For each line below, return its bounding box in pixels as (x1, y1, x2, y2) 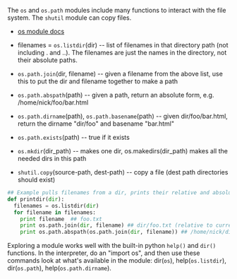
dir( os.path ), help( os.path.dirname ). (7, 264, 111, 273)
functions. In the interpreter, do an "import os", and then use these (7, 249, 200, 257)
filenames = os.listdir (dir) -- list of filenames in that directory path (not (17, 41, 229, 49)
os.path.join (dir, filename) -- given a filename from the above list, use (17, 70, 224, 78)
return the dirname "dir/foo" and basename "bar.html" (17, 119, 175, 128)
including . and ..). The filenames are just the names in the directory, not (17, 49, 227, 57)
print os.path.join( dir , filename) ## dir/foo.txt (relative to (20, 222, 213, 229)
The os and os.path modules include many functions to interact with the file (7, 6, 226, 14)
